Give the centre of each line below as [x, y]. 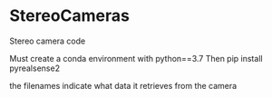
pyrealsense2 [35, 68]
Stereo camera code [48, 41]
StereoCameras [69, 16]
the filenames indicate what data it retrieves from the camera [123, 85]
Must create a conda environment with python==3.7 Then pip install [136, 58]
